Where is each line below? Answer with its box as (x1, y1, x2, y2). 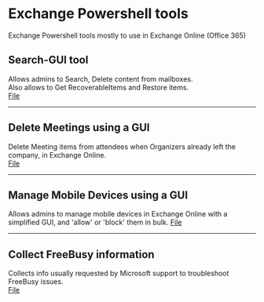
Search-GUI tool (8, 53, 89, 67)
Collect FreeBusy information (8, 248, 155, 261)
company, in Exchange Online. (8, 150, 107, 159)
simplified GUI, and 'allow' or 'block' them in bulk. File (8, 217, 182, 227)
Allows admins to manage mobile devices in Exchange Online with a (8, 209, 228, 219)
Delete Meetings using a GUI (8, 121, 150, 134)
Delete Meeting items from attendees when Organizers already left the (8, 142, 236, 151)
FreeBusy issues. (8, 277, 64, 286)
